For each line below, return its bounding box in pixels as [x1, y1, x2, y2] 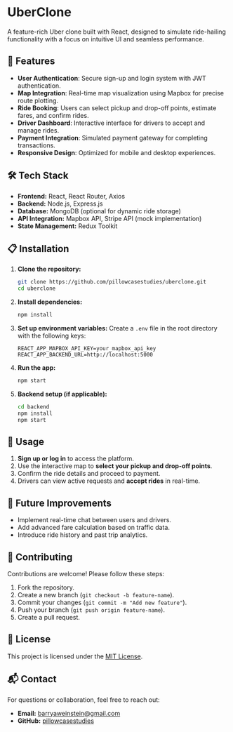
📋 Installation [7, 243, 69, 255]
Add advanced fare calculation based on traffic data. [17, 524, 171, 532]
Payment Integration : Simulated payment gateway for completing [17, 133, 208, 142]
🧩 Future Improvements [7, 497, 112, 509]
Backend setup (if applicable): [17, 390, 107, 398]
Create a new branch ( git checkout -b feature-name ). [17, 590, 175, 599]
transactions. [17, 141, 56, 149]
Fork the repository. [17, 583, 75, 592]
